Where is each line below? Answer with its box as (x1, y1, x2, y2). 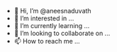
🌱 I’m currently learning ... (13, 22, 90, 30)
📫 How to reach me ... (13, 37, 80, 45)
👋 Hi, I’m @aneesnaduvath (13, 7, 91, 15)
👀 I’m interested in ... (13, 14, 74, 22)
